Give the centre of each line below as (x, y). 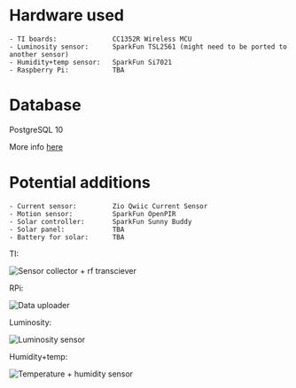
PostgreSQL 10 (36, 129)
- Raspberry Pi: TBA (67, 70)
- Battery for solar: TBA (67, 237)
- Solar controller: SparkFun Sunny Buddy (101, 221)
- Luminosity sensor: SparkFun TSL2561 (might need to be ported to (148, 47)
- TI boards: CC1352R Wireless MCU (101, 39)
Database (45, 105)
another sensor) (39, 54)
